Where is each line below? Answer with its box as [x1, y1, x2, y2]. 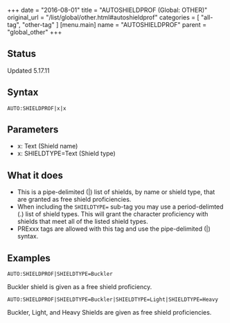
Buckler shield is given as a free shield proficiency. [7, 283, 152, 291]
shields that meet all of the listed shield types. [17, 218, 148, 226]
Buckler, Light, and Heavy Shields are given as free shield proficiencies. [7, 308, 212, 317]
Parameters [7, 124, 59, 136]
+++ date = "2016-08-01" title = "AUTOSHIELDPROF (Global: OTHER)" [7, 6, 208, 14]
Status [7, 48, 37, 60]
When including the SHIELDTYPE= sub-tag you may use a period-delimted [17, 202, 224, 211]
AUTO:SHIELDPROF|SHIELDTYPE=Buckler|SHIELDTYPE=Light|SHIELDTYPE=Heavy [7, 296, 218, 304]
